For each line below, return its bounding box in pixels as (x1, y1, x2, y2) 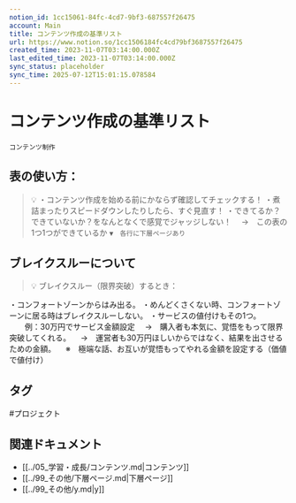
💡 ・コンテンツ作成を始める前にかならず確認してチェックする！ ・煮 (30, 194, 281, 204)
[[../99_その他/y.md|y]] (21, 484, 105, 494)
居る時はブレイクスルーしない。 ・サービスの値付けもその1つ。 (32, 310, 262, 321)
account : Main (9, 21, 62, 30)
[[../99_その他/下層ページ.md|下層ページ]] (21, 472, 174, 483)
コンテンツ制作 (9, 142, 56, 151)
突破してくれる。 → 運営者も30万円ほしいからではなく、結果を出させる (9, 332, 284, 343)
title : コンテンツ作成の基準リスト (9, 29, 123, 38)
